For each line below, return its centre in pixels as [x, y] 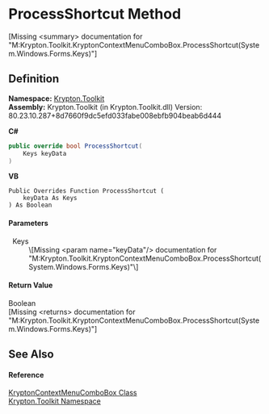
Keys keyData [45, 153]
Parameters [28, 223]
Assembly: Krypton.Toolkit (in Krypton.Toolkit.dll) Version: [105, 107]
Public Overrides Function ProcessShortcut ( [86, 191]
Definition [34, 79]
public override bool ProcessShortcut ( [76, 146]
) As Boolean [30, 205]
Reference [26, 374]
